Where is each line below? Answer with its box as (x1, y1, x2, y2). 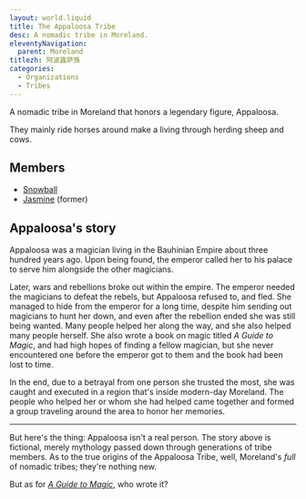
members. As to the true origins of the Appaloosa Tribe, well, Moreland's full (9, 452, 296, 463)
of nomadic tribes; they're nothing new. (9, 462, 158, 473)
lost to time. (9, 359, 54, 370)
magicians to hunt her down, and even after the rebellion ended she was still (9, 311, 296, 322)
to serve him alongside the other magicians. (9, 264, 174, 275)
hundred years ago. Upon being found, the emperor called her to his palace (9, 255, 293, 265)
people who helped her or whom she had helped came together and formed (9, 396, 294, 407)
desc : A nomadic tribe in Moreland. (9, 30, 148, 39)
